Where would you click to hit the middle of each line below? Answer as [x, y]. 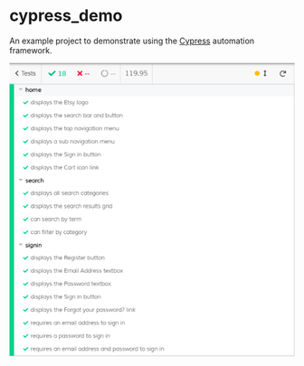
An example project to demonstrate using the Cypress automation [132, 41]
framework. [31, 50]
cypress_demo [66, 16]
